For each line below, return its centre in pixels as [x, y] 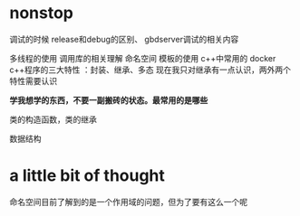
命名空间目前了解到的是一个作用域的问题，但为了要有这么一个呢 [128, 202]
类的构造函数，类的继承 [53, 119]
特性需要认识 [33, 80]
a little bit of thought [87, 176]
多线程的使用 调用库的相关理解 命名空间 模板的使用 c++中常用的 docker [143, 58]
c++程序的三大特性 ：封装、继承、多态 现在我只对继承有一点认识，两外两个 [150, 70]
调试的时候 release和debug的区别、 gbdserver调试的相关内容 [124, 39]
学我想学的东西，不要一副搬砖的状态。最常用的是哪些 [109, 100]
